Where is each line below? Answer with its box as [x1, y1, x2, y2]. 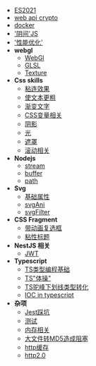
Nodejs [13, 154, 36, 162]
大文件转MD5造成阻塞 [24, 334, 88, 343]
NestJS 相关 [13, 241, 51, 250]
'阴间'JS [13, 30, 39, 37]
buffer [24, 169, 43, 177]
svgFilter [24, 208, 51, 216]
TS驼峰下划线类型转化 [24, 283, 89, 291]
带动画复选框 [24, 224, 62, 232]
